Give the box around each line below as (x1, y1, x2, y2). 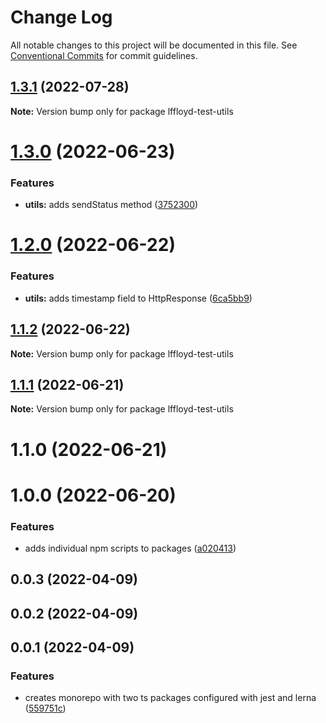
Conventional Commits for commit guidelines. (10, 49, 198, 61)
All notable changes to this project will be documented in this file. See (10, 39, 298, 51)
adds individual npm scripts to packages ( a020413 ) (24, 542, 237, 555)
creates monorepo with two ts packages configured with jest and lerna (24, 692, 317, 704)
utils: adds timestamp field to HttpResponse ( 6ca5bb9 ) (24, 292, 253, 304)
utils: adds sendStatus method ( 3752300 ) (24, 199, 199, 211)
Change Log (10, 6, 113, 29)
